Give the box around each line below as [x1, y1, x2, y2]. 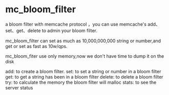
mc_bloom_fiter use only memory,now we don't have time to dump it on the [5, 53, 164, 59]
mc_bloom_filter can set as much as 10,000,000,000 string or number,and [5, 37, 161, 44]
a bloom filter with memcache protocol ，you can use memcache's [5, 21, 147, 27]
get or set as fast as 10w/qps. [5, 43, 68, 49]
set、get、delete [5, 27, 41, 34]
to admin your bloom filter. [41, 27, 97, 34]
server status [5, 84, 33, 90]
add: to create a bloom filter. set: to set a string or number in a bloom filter [5, 68, 161, 75]
